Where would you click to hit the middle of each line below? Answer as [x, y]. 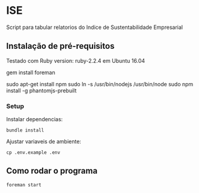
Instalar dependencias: [35, 119]
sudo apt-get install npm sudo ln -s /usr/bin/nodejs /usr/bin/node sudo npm [100, 84]
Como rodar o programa [52, 171]
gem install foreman [31, 72]
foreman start [24, 185]
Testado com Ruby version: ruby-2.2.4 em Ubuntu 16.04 [76, 60]
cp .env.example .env [33, 153]
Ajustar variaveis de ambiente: [44, 142]
